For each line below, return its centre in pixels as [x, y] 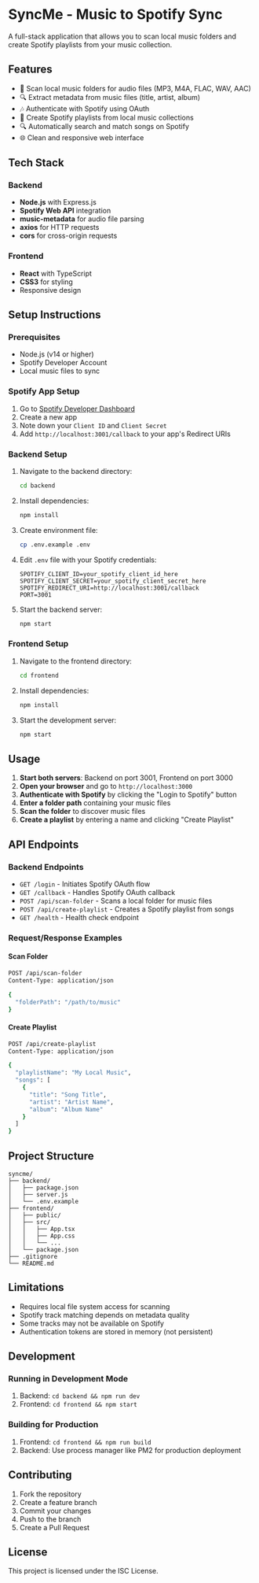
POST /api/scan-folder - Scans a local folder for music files [116, 901]
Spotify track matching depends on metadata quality [104, 1315]
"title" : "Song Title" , [68, 1095]
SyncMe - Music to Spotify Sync [115, 15]
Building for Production [53, 1425]
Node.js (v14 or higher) [57, 354]
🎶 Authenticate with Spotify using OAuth [84, 109]
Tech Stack [36, 163]
